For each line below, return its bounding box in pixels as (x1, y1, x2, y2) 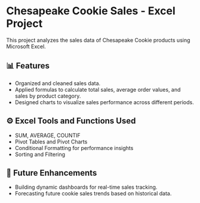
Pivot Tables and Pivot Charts (14, 138, 88, 145)
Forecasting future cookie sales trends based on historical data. (14, 190, 172, 197)
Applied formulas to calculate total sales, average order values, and (14, 86, 181, 93)
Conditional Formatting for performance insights (14, 144, 134, 151)
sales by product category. (14, 92, 81, 99)
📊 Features (6, 61, 50, 71)
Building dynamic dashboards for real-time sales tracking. (14, 183, 158, 191)
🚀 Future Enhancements (6, 168, 97, 178)
